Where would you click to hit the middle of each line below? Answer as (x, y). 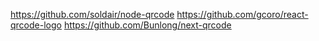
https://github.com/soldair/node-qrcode (92, 14)
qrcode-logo (36, 25)
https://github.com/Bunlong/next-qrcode (147, 25)
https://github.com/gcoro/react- (242, 14)
